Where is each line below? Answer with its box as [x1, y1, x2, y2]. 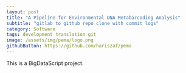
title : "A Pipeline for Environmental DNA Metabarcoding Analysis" [6, 15, 181, 21]
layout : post [6, 9, 40, 15]
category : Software [6, 26, 56, 32]
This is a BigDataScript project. [6, 59, 84, 67]
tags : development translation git [6, 32, 97, 38]
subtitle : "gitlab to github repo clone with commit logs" [6, 20, 159, 26]
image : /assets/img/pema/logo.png [6, 37, 94, 43]
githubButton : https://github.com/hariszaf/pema [6, 43, 132, 49]
